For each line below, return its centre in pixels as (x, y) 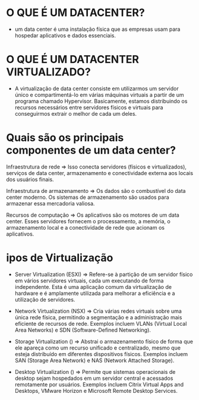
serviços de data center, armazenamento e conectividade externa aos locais (100, 173)
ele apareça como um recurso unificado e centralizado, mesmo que (98, 348)
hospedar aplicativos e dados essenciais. (65, 35)
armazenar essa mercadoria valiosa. (50, 203)
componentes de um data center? (91, 150)
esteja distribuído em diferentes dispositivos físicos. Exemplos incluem (101, 354)
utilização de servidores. (45, 299)
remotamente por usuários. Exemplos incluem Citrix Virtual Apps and (99, 384)
